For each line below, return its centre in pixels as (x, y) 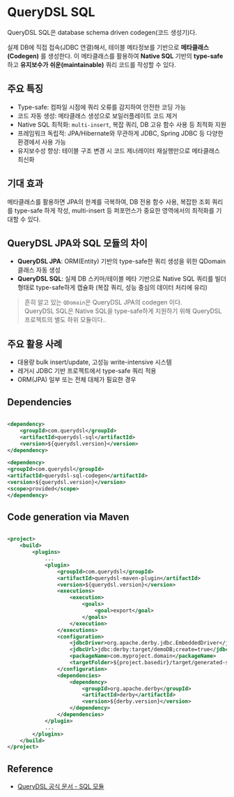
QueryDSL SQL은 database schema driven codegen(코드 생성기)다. (102, 32)
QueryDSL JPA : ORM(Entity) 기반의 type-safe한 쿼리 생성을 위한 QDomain (122, 261)
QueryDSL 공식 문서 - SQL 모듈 (61, 787)
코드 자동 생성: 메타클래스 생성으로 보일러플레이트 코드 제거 (97, 115)
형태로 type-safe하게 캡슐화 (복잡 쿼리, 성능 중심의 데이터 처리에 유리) (112, 288)
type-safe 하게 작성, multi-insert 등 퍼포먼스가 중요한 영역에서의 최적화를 (114, 210)
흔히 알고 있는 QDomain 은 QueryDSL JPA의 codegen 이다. (103, 302)
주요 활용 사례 (35, 344)
